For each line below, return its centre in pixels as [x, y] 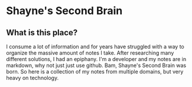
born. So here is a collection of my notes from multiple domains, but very [95, 71]
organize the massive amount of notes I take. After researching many [90, 53]
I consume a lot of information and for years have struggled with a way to [95, 46]
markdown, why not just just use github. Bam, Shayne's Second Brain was [96, 65]
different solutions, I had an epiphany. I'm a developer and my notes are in [96, 59]
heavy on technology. [32, 78]
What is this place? [42, 33]
